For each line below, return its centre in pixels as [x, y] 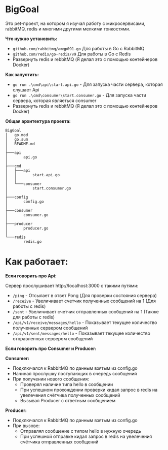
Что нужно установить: [31, 39]
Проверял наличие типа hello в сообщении [67, 384]
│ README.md [20, 144]
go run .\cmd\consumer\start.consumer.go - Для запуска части [79, 95]
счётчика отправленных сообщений [59, 442]
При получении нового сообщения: [51, 379]
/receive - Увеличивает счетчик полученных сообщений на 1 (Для [84, 301]
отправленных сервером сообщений [53, 338]
